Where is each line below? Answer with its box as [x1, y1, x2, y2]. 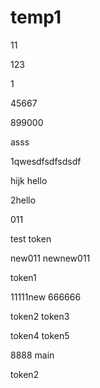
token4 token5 [10, 329, 70, 341]
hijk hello [10, 174, 48, 186]
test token [10, 232, 52, 245]
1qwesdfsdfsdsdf [10, 155, 82, 167]
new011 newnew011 [10, 252, 91, 264]
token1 [10, 271, 37, 283]
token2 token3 [10, 310, 70, 322]
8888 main [10, 349, 55, 361]
